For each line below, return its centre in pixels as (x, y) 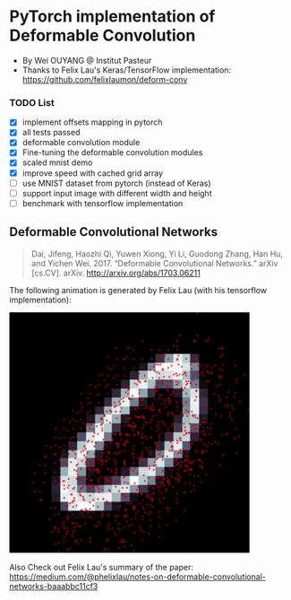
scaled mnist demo (57, 162)
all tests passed (51, 133)
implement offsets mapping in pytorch (92, 122)
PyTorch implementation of (112, 17)
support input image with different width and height (117, 193)
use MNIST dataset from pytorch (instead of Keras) (117, 183)
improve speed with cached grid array (93, 173)
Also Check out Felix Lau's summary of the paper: (102, 567)
